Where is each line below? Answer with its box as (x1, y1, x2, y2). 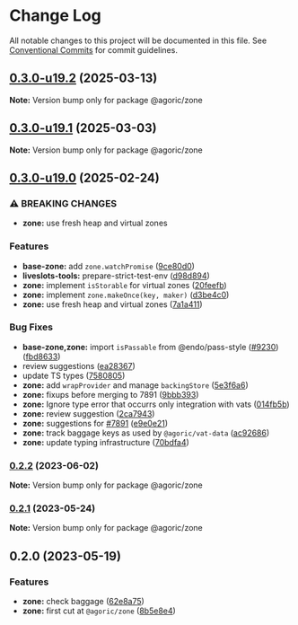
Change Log (9, 5, 101, 26)
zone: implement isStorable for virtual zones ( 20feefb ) (22, 279, 227, 290)
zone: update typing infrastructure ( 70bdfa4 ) (22, 436, 190, 447)
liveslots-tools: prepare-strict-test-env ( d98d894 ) (22, 270, 211, 281)
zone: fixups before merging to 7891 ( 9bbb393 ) (22, 389, 199, 400)
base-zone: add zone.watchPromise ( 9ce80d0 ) (22, 260, 196, 271)
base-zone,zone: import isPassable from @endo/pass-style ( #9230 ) (22, 341, 279, 352)
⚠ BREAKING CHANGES (9, 197, 118, 209)
